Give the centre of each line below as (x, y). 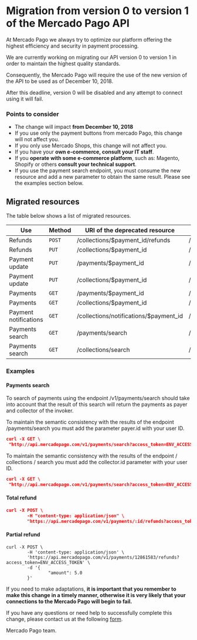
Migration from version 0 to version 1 (98, 11)
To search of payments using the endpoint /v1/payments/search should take (98, 398)
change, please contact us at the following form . (64, 619)
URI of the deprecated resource (130, 231)
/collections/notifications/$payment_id (130, 316)
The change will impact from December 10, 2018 (74, 127)
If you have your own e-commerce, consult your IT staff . (84, 152)
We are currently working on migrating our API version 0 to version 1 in (91, 57)
